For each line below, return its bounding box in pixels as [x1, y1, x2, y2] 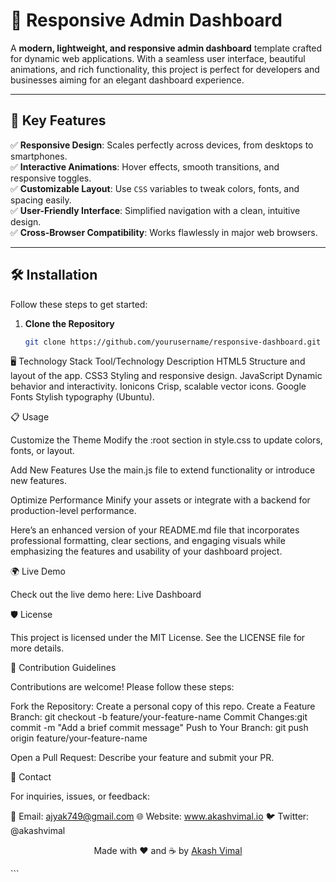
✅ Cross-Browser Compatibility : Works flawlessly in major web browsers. [10, 226, 318, 238]
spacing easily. [10, 194, 72, 206]
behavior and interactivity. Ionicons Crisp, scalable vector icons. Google [10, 380, 307, 393]
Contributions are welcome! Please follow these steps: [10, 681, 235, 693]
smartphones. [10, 150, 68, 162]
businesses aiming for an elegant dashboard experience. [10, 74, 245, 86]
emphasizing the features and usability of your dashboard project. [10, 545, 283, 558]
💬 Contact [10, 771, 52, 783]
